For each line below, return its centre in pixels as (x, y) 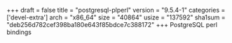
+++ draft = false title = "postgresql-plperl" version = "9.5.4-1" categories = (116, 10)
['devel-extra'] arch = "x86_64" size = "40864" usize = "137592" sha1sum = (116, 17)
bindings (19, 32)
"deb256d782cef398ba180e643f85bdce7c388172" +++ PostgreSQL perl (112, 25)
